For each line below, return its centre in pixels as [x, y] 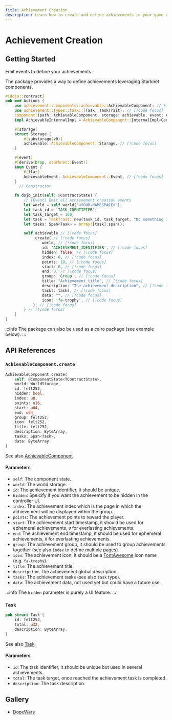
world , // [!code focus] [68, 243]
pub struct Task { [25, 615]
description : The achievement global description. [65, 571]
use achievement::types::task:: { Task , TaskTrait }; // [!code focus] [89, 111]
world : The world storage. [40, 484]
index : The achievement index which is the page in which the [77, 506]
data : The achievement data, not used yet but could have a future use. [87, 582]
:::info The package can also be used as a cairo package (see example [80, 329]
